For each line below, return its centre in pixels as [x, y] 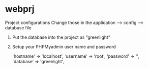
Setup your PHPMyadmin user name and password [64, 46]
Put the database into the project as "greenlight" [61, 37]
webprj [20, 9]
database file [18, 27]
